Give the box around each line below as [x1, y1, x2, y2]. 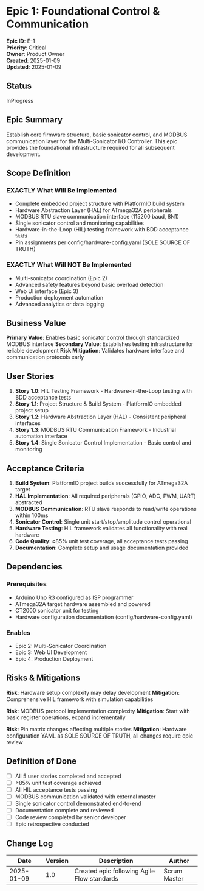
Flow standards [74, 874, 118, 882]
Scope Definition [6, 167, 71, 178]
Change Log [6, 839, 53, 849]
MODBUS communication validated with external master [15, 793, 156, 800]
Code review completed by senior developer [15, 813, 126, 820]
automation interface [15, 432, 68, 440]
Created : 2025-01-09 [6, 57, 61, 64]
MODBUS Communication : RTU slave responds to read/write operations [15, 505, 197, 512]
